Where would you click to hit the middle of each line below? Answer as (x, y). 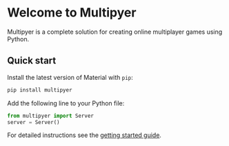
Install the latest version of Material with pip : (70, 77)
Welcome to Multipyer (72, 13)
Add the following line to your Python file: (66, 103)
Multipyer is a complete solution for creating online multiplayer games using (115, 32)
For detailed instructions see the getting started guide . (84, 135)
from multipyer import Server (51, 116)
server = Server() (33, 122)
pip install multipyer (40, 90)
